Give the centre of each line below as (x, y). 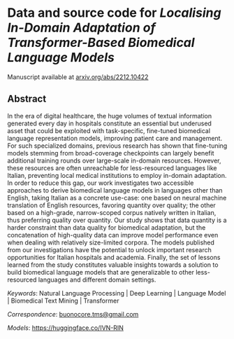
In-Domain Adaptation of (81, 28)
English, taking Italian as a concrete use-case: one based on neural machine (117, 198)
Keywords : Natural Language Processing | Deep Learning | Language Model (117, 293)
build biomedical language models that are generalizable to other (101, 272)
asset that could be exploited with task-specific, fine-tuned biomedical (109, 130)
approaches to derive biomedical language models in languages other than (115, 190)
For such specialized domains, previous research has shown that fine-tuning (117, 146)
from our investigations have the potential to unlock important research (109, 249)
